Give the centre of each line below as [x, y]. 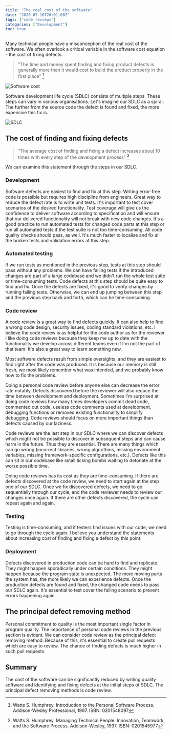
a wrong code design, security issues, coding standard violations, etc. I [80, 327]
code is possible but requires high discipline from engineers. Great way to [83, 197]
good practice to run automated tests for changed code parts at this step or [85, 224]
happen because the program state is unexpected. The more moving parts [84, 574]
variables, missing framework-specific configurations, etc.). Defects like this [86, 455]
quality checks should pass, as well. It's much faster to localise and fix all [82, 235]
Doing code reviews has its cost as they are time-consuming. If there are [82, 476]
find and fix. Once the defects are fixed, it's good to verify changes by [79, 286]
